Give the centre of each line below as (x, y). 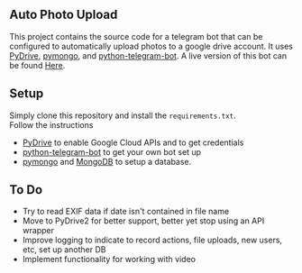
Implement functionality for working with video (109, 259)
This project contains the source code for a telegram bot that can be (136, 36)
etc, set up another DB (64, 250)
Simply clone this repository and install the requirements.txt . (123, 115)
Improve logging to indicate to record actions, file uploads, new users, (152, 240)
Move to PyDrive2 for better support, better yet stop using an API (143, 221)
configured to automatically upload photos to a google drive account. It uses (151, 46)
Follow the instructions (51, 124)
